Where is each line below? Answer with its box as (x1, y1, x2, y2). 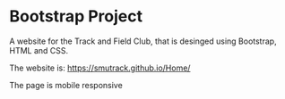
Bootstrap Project (9, 6, 143, 27)
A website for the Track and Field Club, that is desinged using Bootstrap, (9, 36, 277, 46)
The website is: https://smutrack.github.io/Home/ (9, 62, 191, 73)
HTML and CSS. (9, 45, 69, 55)
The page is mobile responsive (9, 79, 123, 90)
